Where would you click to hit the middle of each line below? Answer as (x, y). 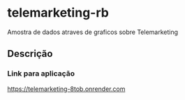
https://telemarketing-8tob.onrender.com (66, 89)
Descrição (30, 54)
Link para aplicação (41, 74)
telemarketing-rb (58, 13)
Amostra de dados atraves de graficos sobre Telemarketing (93, 32)
